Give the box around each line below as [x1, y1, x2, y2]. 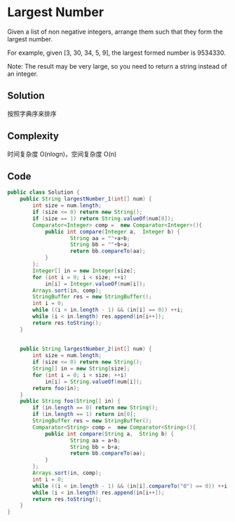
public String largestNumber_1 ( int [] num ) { [20, 196, 152, 203]
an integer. [7, 69, 39, 78]
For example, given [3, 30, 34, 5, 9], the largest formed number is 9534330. [7, 48, 226, 57]
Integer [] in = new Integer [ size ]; [32, 267, 137, 274]
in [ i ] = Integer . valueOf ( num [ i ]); [44, 280, 146, 288]
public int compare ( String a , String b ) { [44, 430, 174, 437]
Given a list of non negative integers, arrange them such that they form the [7, 27, 223, 36]
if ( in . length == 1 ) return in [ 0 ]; [32, 411, 137, 418]
